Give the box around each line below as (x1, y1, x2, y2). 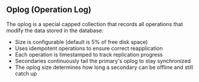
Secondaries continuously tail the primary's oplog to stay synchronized (14, 57, 191, 64)
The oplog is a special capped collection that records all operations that (6, 20, 183, 27)
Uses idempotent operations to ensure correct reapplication (14, 45, 163, 52)
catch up (14, 70, 37, 77)
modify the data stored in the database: (6, 27, 104, 34)
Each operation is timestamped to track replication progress (14, 51, 163, 58)
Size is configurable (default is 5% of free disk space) (14, 38, 148, 45)
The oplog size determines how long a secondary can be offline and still (14, 64, 194, 71)
